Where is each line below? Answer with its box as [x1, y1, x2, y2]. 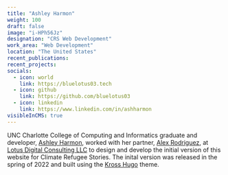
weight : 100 [7, 16, 41, 23]
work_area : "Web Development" [7, 42, 94, 49]
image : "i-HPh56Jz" [7, 29, 63, 36]
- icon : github [13, 86, 57, 93]
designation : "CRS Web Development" [7, 36, 112, 43]
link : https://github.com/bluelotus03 [19, 93, 130, 100]
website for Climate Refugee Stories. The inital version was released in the [7, 152, 218, 161]
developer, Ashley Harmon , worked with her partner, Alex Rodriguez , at [7, 138, 209, 146]
